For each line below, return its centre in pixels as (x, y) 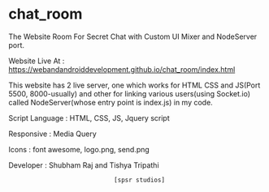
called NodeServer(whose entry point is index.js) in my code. (111, 102)
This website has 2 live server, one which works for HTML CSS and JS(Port (134, 85)
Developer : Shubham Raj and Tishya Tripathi (84, 165)
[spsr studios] (139, 180)
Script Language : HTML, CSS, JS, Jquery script (89, 117)
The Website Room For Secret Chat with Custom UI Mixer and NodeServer (133, 36)
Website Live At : (37, 61)
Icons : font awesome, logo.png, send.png (79, 149)
